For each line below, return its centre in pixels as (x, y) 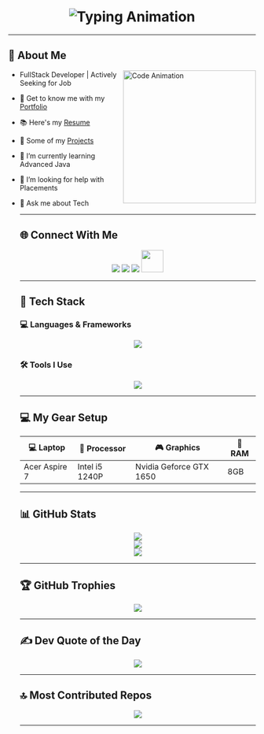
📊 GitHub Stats (58, 514)
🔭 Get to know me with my (62, 98)
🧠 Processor (103, 449)
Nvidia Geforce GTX (172, 467)
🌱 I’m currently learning (57, 156)
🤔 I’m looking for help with (62, 179)
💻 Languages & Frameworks (75, 324)
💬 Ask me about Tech (54, 203)
